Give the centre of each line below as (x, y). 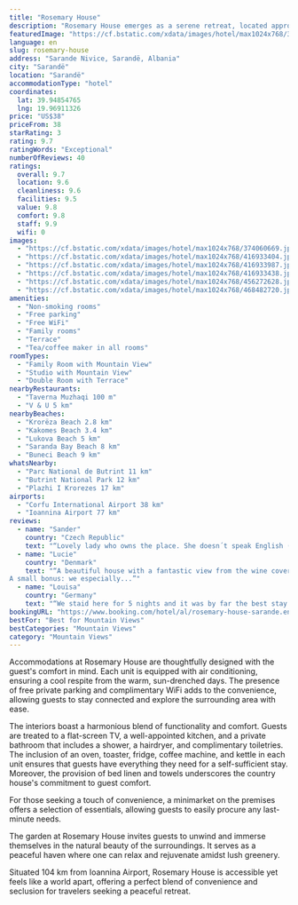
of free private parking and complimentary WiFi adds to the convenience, (143, 690)
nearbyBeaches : (37, 414)
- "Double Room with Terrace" (73, 381)
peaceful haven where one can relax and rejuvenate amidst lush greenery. (145, 855)
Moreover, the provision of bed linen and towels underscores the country (143, 774)
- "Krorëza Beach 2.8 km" (65, 422)
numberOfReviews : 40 (47, 158)
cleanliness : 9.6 (49, 191)
